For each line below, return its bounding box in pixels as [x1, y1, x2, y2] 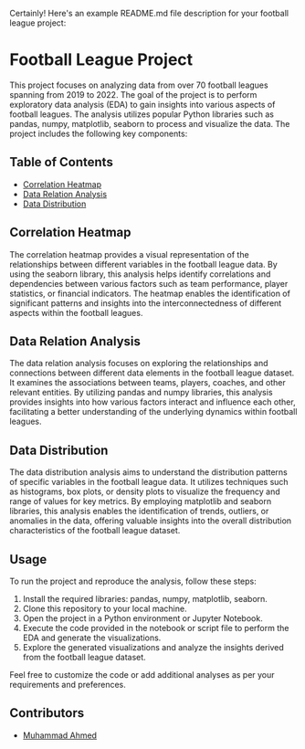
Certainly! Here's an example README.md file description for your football [9, 8, 289, 18]
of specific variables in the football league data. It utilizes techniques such [9, 477, 289, 488]
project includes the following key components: [9, 128, 188, 139]
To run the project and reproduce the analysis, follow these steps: [9, 575, 258, 586]
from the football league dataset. [22, 652, 146, 662]
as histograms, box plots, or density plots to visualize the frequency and [9, 486, 280, 497]
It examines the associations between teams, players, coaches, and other [9, 377, 286, 388]
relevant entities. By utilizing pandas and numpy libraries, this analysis [9, 387, 273, 398]
